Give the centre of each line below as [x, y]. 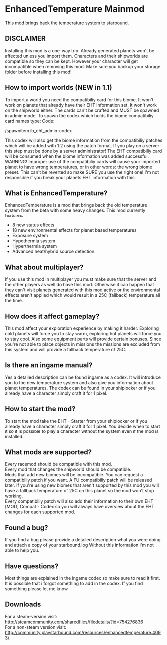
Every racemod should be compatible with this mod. [59, 464]
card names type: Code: [30, 121]
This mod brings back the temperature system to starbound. [67, 23]
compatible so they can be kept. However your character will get [72, 61]
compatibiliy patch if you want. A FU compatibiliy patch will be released [79, 480]
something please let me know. [37, 589]
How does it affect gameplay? [52, 316]
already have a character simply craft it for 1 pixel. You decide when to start [83, 426]
